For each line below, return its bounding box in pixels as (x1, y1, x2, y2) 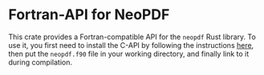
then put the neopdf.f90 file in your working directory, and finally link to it (8, 49, 250, 58)
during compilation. (8, 57, 72, 67)
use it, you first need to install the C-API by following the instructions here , (8, 40, 254, 49)
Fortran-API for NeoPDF (8, 6, 170, 24)
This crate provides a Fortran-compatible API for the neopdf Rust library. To (8, 32, 257, 41)
